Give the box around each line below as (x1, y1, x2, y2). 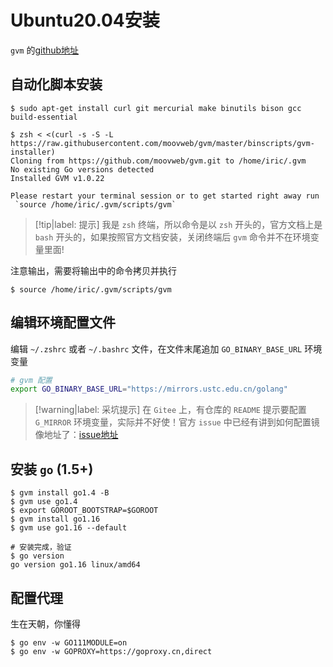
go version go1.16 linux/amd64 (10, 560, 141, 570)
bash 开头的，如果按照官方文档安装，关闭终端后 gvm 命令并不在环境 (34, 231, 311, 243)
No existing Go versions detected (10, 164, 155, 175)
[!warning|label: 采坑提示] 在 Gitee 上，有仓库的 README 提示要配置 (34, 404, 307, 416)
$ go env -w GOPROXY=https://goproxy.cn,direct (10, 646, 213, 656)
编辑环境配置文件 (10, 314, 116, 331)
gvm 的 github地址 (10, 44, 80, 56)
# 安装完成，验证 (10, 542, 72, 553)
